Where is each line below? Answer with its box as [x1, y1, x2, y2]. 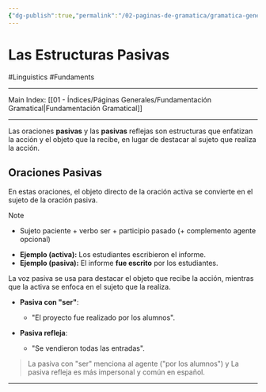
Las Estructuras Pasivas [8, 45, 170, 63]
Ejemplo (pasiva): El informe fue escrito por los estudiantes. [19, 259, 218, 268]
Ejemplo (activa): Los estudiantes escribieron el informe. [19, 250, 207, 259]
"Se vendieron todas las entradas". [31, 344, 145, 353]
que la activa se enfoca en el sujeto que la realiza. [8, 282, 172, 292]
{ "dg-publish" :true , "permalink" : [8, 11, 119, 20]
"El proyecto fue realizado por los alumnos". [31, 313, 176, 322]
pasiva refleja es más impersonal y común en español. [27, 367, 206, 377]
